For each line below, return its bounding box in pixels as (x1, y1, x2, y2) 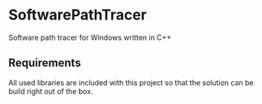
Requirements (8, 56, 81, 70)
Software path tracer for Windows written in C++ (8, 32, 172, 42)
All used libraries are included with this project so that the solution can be (8, 77, 254, 87)
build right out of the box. (8, 86, 93, 96)
